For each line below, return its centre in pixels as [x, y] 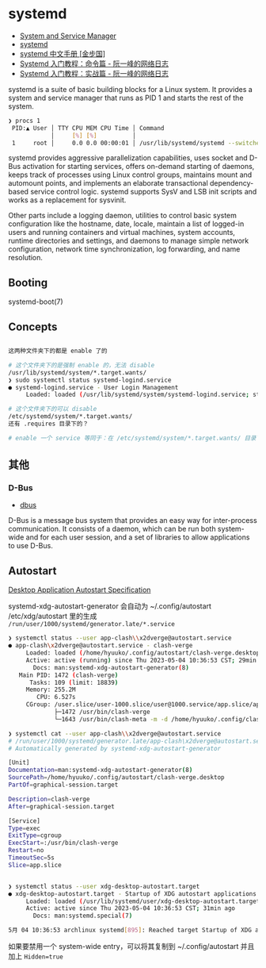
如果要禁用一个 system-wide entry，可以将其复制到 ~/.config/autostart [123, 947]
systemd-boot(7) [36, 302]
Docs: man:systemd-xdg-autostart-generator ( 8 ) [111, 667]
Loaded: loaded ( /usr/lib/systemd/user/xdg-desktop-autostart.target [143, 901]
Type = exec [25, 828]
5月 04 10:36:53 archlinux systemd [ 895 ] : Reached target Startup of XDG [130, 930]
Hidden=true [43, 957]
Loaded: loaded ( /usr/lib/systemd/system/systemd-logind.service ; [137, 395]
